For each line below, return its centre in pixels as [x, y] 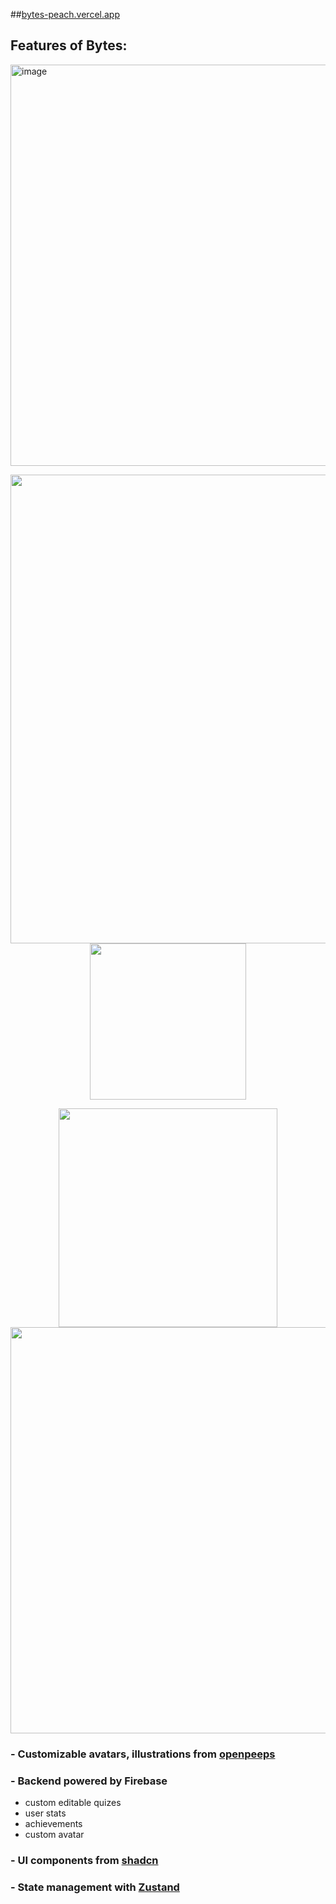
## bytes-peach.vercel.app [65, 14]
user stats [45, 1813]
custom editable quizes [73, 1803]
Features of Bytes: [69, 45]
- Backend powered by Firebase [89, 1781]
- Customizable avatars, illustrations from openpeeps [143, 1754]
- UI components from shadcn [84, 1860]
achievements [53, 1824]
